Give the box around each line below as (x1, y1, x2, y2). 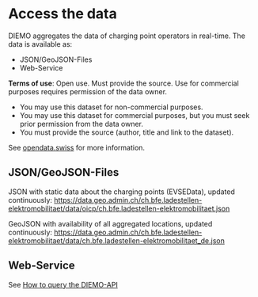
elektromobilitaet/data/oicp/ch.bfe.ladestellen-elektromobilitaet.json (8, 204, 230, 213)
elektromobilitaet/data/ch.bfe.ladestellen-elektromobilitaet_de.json (8, 235, 226, 246)
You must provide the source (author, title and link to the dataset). (19, 128, 234, 137)
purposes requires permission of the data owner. (8, 86, 168, 96)
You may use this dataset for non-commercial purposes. (19, 102, 203, 112)
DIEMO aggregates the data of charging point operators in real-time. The (8, 31, 245, 40)
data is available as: (8, 39, 73, 48)
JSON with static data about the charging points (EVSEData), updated (8, 187, 236, 196)
